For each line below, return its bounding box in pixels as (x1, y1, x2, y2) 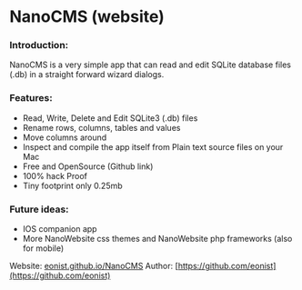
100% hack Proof (22, 170, 88, 181)
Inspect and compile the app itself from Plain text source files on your (22, 141, 284, 152)
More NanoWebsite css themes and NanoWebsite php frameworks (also (22, 234, 293, 245)
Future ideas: (9, 203, 70, 215)
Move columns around (22, 132, 107, 143)
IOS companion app (22, 224, 97, 235)
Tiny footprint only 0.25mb (22, 180, 123, 191)
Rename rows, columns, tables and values (22, 122, 181, 133)
